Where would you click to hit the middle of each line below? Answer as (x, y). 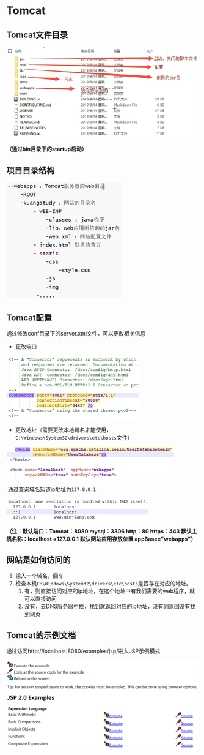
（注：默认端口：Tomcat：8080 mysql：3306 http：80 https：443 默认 (99, 531)
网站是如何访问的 (38, 560)
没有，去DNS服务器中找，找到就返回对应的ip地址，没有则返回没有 (107, 606)
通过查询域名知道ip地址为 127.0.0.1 (52, 489)
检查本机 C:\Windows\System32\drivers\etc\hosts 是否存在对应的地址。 (103, 584)
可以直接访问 (40, 599)
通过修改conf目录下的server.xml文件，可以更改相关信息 (76, 334)
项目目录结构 (31, 170)
